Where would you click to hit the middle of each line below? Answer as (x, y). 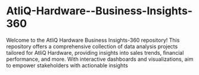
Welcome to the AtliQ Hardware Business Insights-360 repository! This (93, 40)
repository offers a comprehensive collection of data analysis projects (92, 46)
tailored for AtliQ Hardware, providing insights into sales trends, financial (95, 52)
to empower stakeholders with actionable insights (67, 65)
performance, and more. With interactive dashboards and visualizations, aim (100, 59)
